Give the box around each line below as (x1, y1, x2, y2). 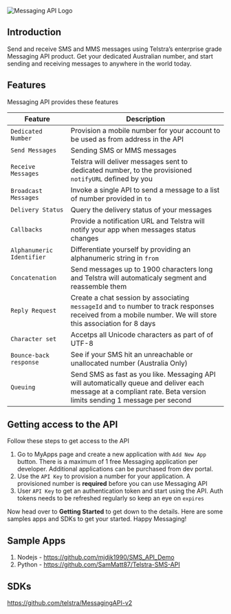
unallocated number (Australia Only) (70, 358, 188, 368)
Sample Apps (7, 535, 66, 546)
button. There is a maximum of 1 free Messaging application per (16, 458, 198, 466)
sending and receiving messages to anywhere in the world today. (7, 59, 192, 68)
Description (126, 114, 166, 123)
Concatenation (10, 274, 57, 282)
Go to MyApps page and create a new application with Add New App (16, 450, 206, 458)
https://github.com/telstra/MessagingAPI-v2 (7, 599, 133, 607)
